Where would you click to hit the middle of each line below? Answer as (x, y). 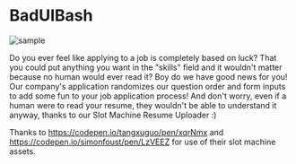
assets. (22, 151)
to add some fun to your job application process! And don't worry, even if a (148, 96)
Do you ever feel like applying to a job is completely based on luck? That (143, 57)
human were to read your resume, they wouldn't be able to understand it (143, 105)
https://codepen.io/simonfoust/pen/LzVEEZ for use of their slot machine (143, 142)
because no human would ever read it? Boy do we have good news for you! (148, 76)
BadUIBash (51, 16)
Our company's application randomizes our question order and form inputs (148, 86)
